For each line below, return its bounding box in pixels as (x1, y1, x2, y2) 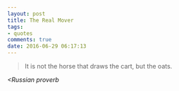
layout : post (7, 10, 46, 17)
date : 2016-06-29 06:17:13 (7, 43, 87, 50)
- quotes (7, 29, 33, 37)
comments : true (7, 36, 52, 43)
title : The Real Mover (7, 17, 74, 24)
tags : (7, 23, 23, 30)
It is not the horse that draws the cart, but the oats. (24, 62, 173, 70)
